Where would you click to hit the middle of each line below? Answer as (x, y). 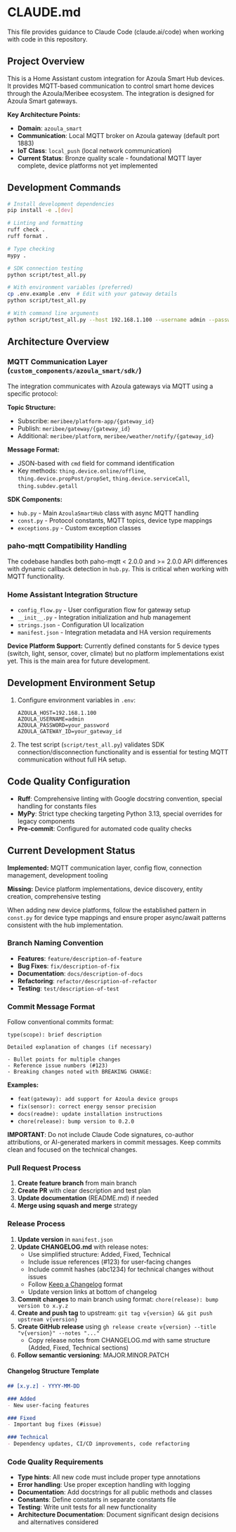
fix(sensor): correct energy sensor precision (87, 1107)
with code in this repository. (47, 39)
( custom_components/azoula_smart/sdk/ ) (74, 370)
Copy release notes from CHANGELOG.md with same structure (119, 1340)
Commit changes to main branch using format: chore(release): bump (118, 1299)
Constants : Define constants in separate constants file (97, 1500)
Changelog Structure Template (53, 1371)
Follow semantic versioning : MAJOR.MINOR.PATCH (93, 1355)
